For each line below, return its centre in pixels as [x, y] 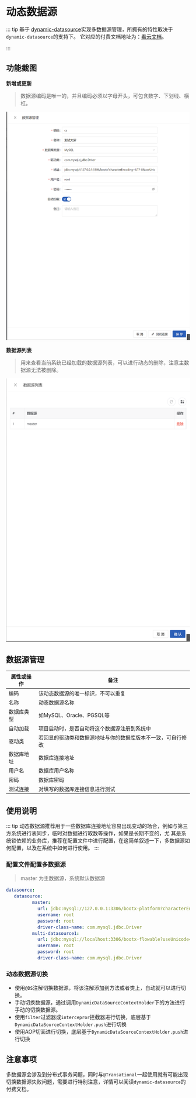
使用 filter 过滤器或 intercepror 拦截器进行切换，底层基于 [83, 1017]
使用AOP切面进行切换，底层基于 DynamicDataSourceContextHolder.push [99, 1032]
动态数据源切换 [27, 974]
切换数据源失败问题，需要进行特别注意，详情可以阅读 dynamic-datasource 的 [96, 1082]
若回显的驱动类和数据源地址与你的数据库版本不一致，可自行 [110, 737]
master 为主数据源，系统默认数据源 [63, 878]
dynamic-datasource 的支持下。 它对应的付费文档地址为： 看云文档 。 [87, 36]
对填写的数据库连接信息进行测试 [77, 789]
